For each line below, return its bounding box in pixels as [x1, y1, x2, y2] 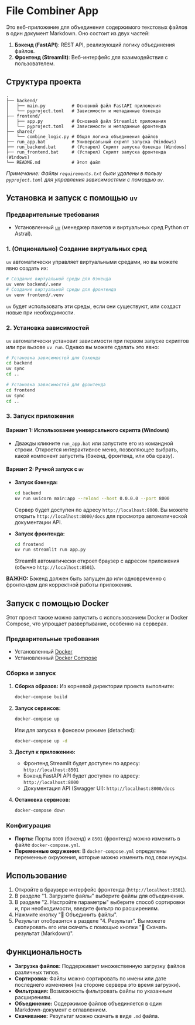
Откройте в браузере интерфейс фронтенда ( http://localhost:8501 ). [14, 886, 187, 893]
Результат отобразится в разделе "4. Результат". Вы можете [14, 917, 166, 924]
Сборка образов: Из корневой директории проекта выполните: [14, 682, 175, 689]
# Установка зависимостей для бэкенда [6, 354, 101, 361]
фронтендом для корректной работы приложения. [6, 581, 133, 588]
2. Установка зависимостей [6, 324, 90, 332]
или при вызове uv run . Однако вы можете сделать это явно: [6, 343, 159, 350]
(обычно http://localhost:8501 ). [14, 564, 95, 571]
